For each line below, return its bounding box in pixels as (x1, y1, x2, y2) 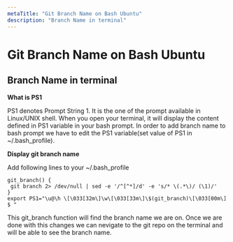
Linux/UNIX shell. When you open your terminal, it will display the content (7, 114, 219, 122)
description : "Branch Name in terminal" (7, 17, 127, 24)
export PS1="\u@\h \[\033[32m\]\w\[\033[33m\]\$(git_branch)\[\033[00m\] (7, 195, 227, 202)
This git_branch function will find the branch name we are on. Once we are (7, 213, 223, 222)
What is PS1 (7, 93, 43, 101)
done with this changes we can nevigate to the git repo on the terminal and (7, 220, 223, 229)
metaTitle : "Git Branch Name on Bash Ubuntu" (7, 10, 142, 17)
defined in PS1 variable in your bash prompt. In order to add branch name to (7, 121, 226, 130)
